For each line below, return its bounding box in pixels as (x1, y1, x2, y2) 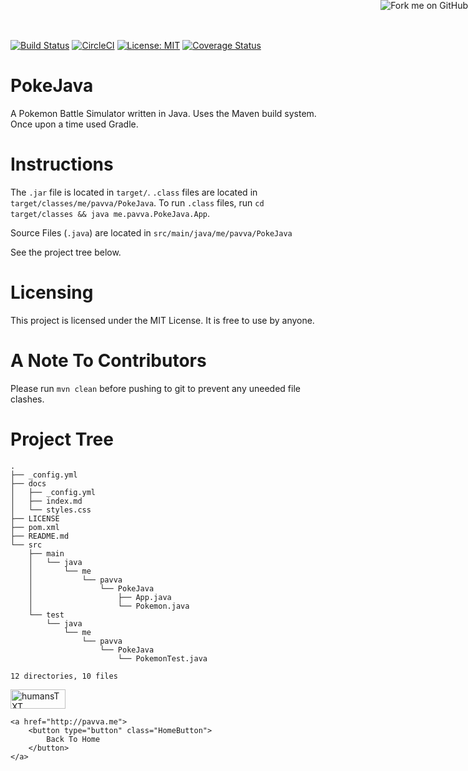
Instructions (10, 153, 114, 176)
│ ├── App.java (28, 592, 172, 602)
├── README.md (10, 531, 70, 541)
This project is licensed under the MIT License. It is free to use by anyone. (10, 314, 315, 326)
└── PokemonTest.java (117, 653, 208, 664)
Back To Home (46, 734, 101, 744)
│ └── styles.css (10, 505, 92, 515)
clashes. (10, 393, 45, 405)
